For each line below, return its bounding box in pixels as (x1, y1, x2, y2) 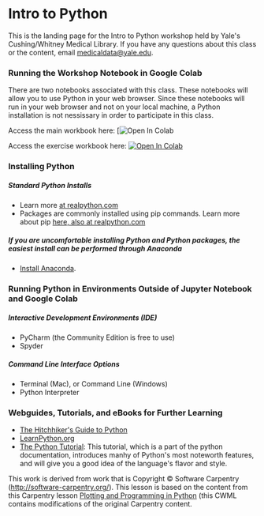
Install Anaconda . (19, 264, 76, 273)
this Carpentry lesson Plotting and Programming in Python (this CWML (8, 491, 237, 500)
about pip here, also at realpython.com (19, 217, 146, 227)
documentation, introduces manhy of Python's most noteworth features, (19, 450, 255, 460)
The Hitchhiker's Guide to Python (19, 425, 128, 435)
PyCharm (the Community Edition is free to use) (19, 333, 176, 342)
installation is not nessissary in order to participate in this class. (8, 111, 214, 120)
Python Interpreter (19, 387, 80, 397)
